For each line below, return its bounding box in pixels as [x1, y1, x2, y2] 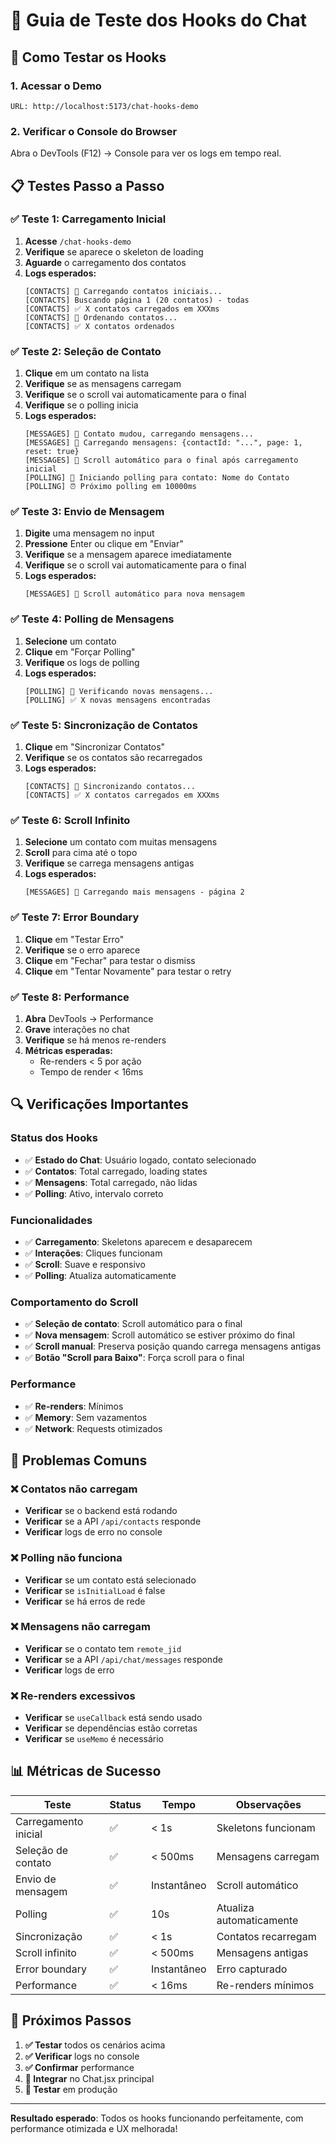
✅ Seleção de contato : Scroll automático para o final [24, 1318, 243, 1330]
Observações [235, 1797, 302, 1811]
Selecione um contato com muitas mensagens [24, 836, 218, 848]
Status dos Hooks [10, 1131, 98, 1145]
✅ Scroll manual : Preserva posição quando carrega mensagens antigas [24, 1340, 322, 1353]
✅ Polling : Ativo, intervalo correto [24, 1187, 164, 1199]
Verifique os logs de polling [24, 656, 140, 668]
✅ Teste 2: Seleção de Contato [10, 344, 162, 358]
